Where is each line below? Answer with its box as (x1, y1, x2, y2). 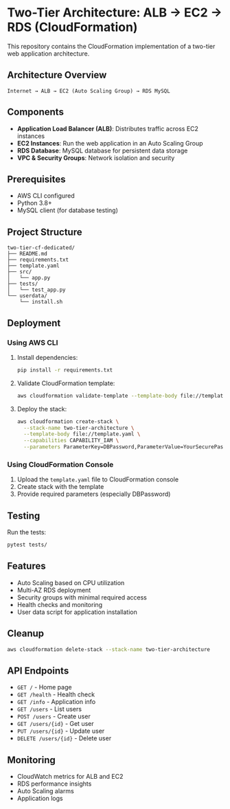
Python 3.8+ (16, 199, 53, 207)
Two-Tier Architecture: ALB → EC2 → (7, 5, 222, 21)
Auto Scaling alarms (16, 787, 74, 795)
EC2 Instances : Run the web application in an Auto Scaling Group (16, 139, 204, 147)
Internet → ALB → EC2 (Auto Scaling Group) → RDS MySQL (7, 87, 170, 94)
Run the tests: (7, 528, 47, 536)
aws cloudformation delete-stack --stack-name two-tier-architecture (7, 646, 211, 653)
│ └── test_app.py (7, 286, 67, 293)
